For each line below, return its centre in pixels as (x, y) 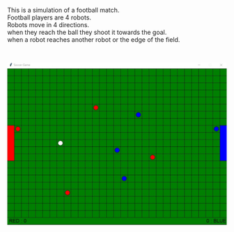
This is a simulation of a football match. (63, 10)
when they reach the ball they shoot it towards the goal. (87, 32)
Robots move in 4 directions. (48, 25)
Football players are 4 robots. (49, 17)
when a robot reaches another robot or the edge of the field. (94, 40)
